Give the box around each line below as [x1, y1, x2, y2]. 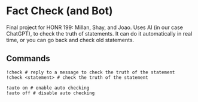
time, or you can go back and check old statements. [6, 36, 135, 43]
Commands [6, 53, 51, 63]
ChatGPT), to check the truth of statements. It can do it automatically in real [6, 30, 193, 37]
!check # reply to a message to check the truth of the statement [6, 69, 175, 75]
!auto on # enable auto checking [6, 85, 90, 91]
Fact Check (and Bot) [6, 4, 113, 18]
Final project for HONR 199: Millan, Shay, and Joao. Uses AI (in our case [6, 24, 184, 31]
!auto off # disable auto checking [6, 90, 95, 96]
